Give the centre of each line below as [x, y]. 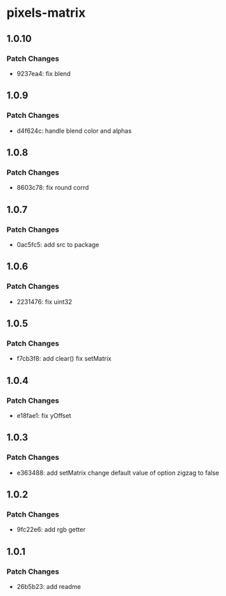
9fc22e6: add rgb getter [51, 530]
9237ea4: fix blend [43, 73]
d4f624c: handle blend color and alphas [74, 131]
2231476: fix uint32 [44, 301]
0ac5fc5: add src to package [58, 244]
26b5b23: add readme [49, 587]
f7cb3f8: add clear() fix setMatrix [64, 359]
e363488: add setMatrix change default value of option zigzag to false [118, 472]
